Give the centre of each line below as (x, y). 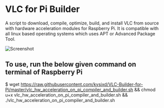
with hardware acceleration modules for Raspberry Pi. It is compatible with (82, 28)
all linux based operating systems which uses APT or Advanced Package (80, 33)
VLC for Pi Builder (42, 9)
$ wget (12, 84)
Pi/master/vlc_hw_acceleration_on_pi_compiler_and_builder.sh (69, 89)
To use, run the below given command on (71, 64)
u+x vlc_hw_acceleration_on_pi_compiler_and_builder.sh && (66, 95)
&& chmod (145, 89)
